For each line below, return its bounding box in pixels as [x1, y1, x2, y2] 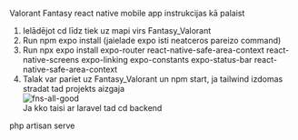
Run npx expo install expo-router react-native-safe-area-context [22, 45, 265, 55]
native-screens [22, 55, 80, 65]
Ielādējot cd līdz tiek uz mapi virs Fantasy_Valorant [22, 25, 212, 35]
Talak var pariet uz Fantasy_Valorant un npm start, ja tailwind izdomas [22, 74, 283, 85]
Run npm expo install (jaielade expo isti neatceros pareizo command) [22, 35, 282, 45]
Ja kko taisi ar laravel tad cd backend [22, 103, 163, 113]
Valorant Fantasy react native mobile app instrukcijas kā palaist [9, 8, 245, 18]
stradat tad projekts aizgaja [22, 84, 125, 94]
